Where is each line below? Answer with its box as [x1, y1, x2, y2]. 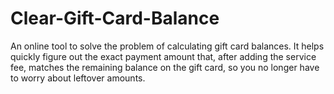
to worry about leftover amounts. [10, 72, 146, 84]
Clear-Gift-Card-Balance [10, 7, 220, 30]
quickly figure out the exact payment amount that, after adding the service [10, 50, 317, 62]
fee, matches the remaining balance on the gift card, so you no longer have [10, 61, 320, 73]
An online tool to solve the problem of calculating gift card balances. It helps [10, 40, 325, 52]
